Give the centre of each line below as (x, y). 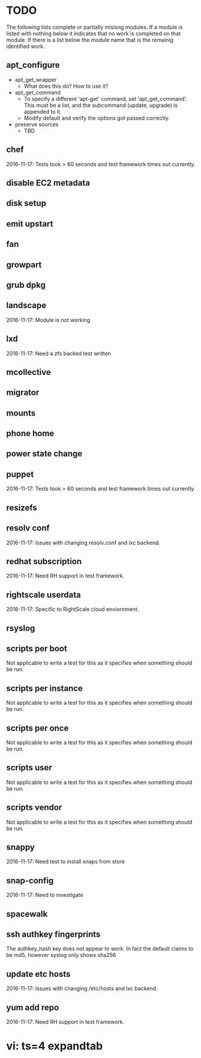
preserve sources (37, 124)
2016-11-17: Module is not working (48, 320)
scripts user (29, 768)
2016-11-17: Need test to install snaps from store (65, 862)
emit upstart (30, 224)
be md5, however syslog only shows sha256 (61, 955)
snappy (20, 847)
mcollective (28, 372)
